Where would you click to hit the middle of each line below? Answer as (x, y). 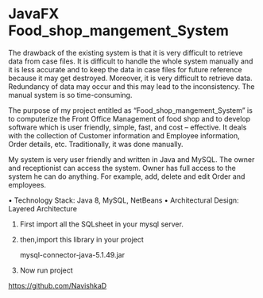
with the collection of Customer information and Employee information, (124, 135)
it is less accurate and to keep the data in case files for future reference (125, 69)
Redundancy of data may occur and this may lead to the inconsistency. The (131, 86)
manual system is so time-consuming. (70, 95)
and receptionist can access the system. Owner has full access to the (122, 168)
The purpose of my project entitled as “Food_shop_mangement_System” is (130, 110)
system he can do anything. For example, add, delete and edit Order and (127, 176)
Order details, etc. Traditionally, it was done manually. (96, 144)
